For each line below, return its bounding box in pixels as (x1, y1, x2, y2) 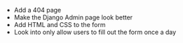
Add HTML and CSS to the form (13, 21, 106, 28)
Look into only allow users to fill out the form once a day (13, 28, 177, 36)
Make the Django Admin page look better (13, 13, 133, 21)
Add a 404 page (13, 6, 62, 14)
